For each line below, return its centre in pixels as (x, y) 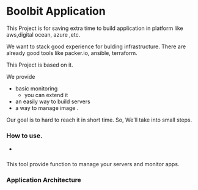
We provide (21, 76)
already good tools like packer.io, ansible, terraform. (72, 53)
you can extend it (46, 95)
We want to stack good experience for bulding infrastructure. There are (96, 46)
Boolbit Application (56, 11)
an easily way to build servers (53, 101)
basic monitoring (36, 88)
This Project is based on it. (40, 65)
